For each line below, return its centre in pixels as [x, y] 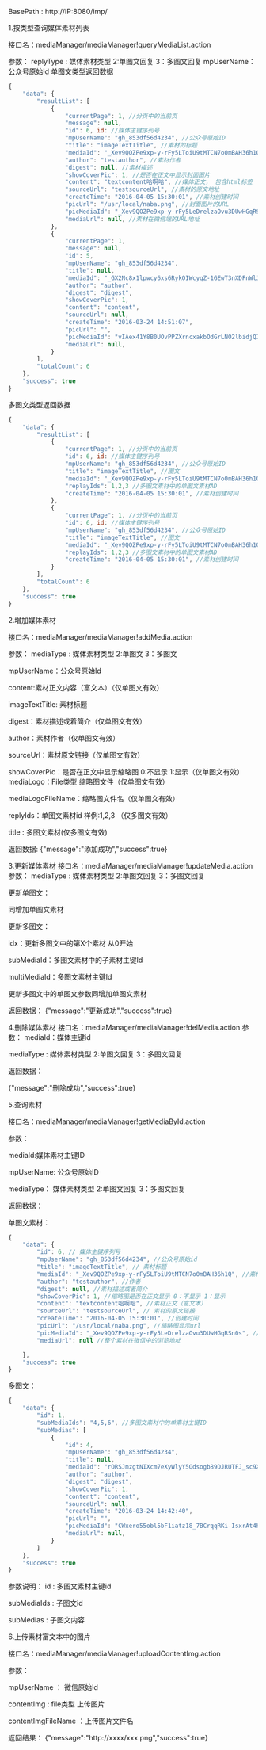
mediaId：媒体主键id [57, 1037]
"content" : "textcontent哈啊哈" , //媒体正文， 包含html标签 [159, 182]
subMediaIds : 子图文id [46, 1603]
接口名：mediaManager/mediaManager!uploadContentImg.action [115, 1654]
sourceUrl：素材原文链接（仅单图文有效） [76, 755]
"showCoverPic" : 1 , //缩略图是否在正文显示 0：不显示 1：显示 [131, 1296]
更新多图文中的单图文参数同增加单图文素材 [78, 993]
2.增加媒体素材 [32, 620]
